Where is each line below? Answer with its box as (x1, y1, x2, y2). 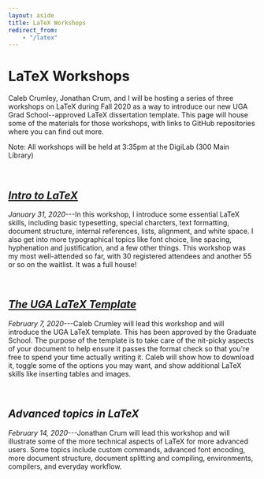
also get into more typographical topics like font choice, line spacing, (8, 235, 232, 244)
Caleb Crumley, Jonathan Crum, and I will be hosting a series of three (8, 94, 234, 103)
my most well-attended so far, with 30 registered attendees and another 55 (8, 251, 252, 261)
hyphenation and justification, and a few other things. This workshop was (8, 243, 247, 252)
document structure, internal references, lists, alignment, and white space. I (8, 226, 254, 236)
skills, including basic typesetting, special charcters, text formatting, (8, 218, 230, 227)
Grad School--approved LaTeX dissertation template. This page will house (8, 110, 248, 120)
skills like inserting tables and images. (8, 369, 132, 378)
